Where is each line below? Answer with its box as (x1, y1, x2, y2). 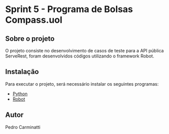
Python (12, 91, 28, 97)
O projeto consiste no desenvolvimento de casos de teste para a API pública (5, 48, 164, 53)
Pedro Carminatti (5, 124, 40, 130)
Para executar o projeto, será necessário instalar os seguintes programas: (5, 81, 159, 87)
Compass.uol (5, 14, 63, 26)
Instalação (5, 68, 39, 76)
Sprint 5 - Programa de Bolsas (5, 4, 133, 15)
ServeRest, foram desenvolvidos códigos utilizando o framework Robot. (5, 53, 154, 59)
